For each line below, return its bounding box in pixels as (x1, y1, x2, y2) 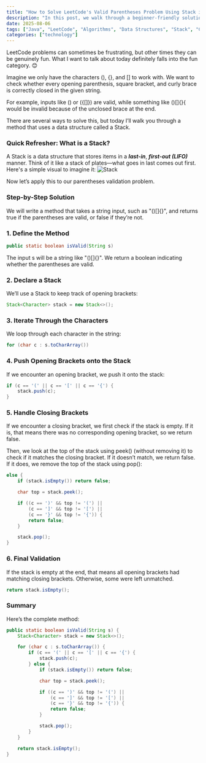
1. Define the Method (6, 229, 69, 237)
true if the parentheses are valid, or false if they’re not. (6, 213, 144, 221)
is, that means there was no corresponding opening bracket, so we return (6, 429, 193, 436)
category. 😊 (6, 62, 38, 69)
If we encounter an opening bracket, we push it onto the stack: (6, 370, 165, 378)
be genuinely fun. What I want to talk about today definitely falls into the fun (6, 55, 198, 63)
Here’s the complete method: (6, 615, 80, 622)
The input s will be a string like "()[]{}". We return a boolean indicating (6, 254, 183, 261)
